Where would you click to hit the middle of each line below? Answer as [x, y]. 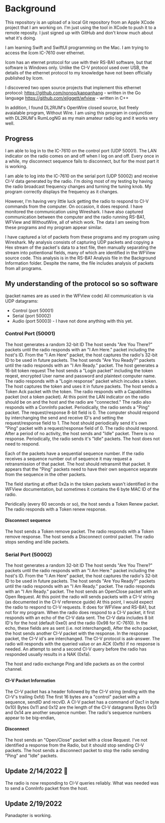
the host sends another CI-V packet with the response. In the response [77, 633]
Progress [19, 139]
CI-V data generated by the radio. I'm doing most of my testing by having [79, 181]
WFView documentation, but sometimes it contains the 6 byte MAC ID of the [82, 489]
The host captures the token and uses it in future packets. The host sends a [82, 386]
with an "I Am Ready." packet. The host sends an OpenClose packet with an [82, 591]
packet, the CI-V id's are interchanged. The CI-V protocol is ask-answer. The [82, 639]
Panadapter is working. [28, 816]
